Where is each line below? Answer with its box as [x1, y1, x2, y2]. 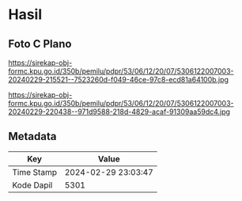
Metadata [8, 130, 57, 143]
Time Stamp [12, 166, 58, 177]
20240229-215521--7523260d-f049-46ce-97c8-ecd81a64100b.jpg [8, 75, 229, 84]
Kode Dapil [12, 180, 53, 191]
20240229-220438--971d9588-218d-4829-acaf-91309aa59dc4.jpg [8, 107, 231, 116]
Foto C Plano [8, 37, 72, 51]
